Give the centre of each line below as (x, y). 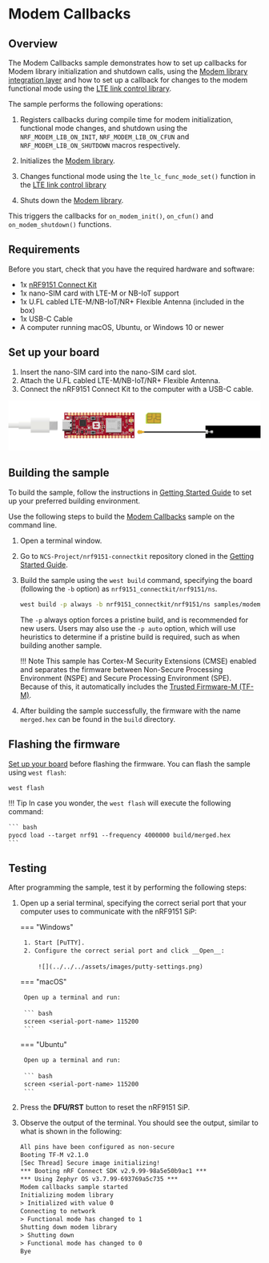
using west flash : (37, 772)
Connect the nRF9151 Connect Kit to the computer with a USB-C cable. (137, 389)
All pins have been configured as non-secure (97, 1147)
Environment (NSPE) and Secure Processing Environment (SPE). (126, 678)
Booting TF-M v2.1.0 (54, 1155)
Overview (33, 44)
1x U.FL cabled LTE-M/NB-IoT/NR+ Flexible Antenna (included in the (132, 301)
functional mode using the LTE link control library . (90, 88)
